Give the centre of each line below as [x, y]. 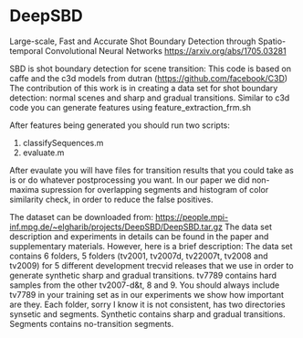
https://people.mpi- [192, 217]
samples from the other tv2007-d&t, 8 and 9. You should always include [145, 285]
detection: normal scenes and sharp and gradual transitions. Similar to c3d [150, 98]
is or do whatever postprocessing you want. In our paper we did [130, 180]
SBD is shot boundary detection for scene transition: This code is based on [151, 69]
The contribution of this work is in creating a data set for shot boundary [144, 88]
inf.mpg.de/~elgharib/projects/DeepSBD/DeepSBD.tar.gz [116, 227]
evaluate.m [43, 153]
